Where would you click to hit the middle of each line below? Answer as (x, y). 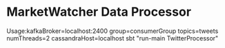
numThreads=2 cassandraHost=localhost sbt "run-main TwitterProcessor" (112, 38)
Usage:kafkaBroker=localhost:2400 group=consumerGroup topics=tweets (112, 31)
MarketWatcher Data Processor (99, 12)
